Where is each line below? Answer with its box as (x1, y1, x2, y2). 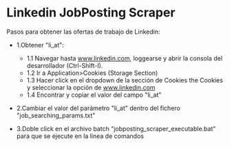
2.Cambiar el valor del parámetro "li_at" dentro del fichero (16, 104, 180, 112)
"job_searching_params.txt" (16, 111, 96, 120)
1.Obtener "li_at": (16, 41, 65, 49)
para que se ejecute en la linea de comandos (16, 132, 144, 140)
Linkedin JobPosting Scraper (6, 5, 176, 21)
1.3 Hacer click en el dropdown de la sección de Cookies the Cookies (26, 76, 223, 84)
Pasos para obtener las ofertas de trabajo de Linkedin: (6, 27, 160, 36)
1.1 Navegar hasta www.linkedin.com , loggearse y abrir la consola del (26, 54, 223, 63)
